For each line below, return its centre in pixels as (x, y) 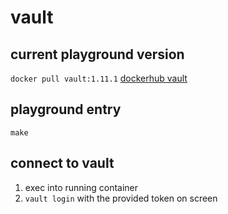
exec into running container (81, 187)
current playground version (97, 54)
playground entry (66, 109)
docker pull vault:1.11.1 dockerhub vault (99, 78)
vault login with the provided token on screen (121, 198)
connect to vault (62, 163)
